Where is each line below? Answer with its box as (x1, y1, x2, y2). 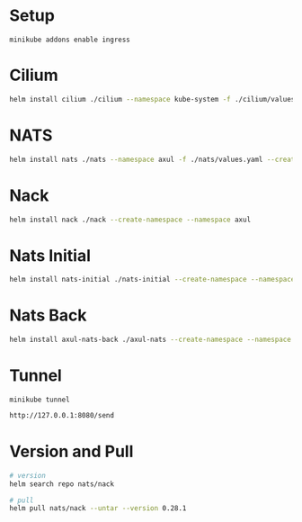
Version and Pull (9, 442, 134, 462)
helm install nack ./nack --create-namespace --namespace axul (9, 215, 252, 224)
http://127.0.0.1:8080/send (9, 410, 115, 419)
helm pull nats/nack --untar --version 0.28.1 (9, 504, 187, 513)
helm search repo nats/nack (9, 479, 115, 489)
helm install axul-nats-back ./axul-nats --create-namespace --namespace (9, 335, 292, 345)
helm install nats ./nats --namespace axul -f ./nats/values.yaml (9, 155, 263, 164)
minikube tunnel (9, 395, 70, 404)
